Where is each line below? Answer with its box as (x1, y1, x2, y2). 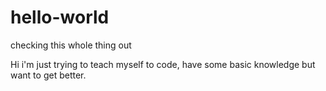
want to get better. (10, 69, 87, 81)
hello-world (10, 6, 110, 29)
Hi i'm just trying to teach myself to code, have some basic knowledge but (10, 58, 316, 70)
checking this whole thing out (10, 39, 132, 51)
